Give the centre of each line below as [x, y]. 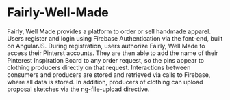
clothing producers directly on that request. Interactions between [99, 67]
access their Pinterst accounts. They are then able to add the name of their [113, 53]
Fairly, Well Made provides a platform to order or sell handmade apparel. [109, 31]
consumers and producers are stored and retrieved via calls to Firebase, [109, 74]
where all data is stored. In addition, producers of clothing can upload [105, 82]
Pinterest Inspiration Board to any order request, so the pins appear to [105, 60]
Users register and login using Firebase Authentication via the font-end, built [115, 38]
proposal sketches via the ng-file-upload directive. [78, 89]
